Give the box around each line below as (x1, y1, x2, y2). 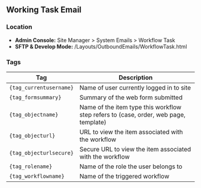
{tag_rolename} (9, 163, 53, 170)
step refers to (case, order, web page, (79, 111, 186, 119)
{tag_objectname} (9, 111, 59, 118)
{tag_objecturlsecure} (9, 150, 74, 156)
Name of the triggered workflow (79, 172, 169, 180)
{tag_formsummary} (9, 94, 62, 101)
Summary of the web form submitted (79, 93, 183, 102)
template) (79, 118, 106, 126)
